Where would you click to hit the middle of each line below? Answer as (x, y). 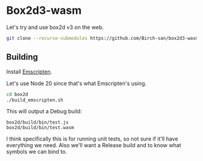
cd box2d (17, 94)
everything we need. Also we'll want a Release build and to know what (94, 145)
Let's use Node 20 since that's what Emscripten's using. (76, 83)
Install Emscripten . (29, 71)
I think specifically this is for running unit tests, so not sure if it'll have (92, 139)
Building (22, 57)
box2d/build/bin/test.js (37, 122)
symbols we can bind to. (37, 152)
